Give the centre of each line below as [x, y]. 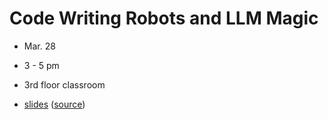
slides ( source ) [54, 104]
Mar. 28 [39, 46]
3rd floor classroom [64, 84]
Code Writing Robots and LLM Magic [164, 18]
